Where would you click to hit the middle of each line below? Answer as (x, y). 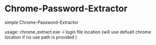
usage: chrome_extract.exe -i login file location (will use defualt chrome (78, 32)
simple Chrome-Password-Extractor (42, 22)
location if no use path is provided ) (41, 37)
